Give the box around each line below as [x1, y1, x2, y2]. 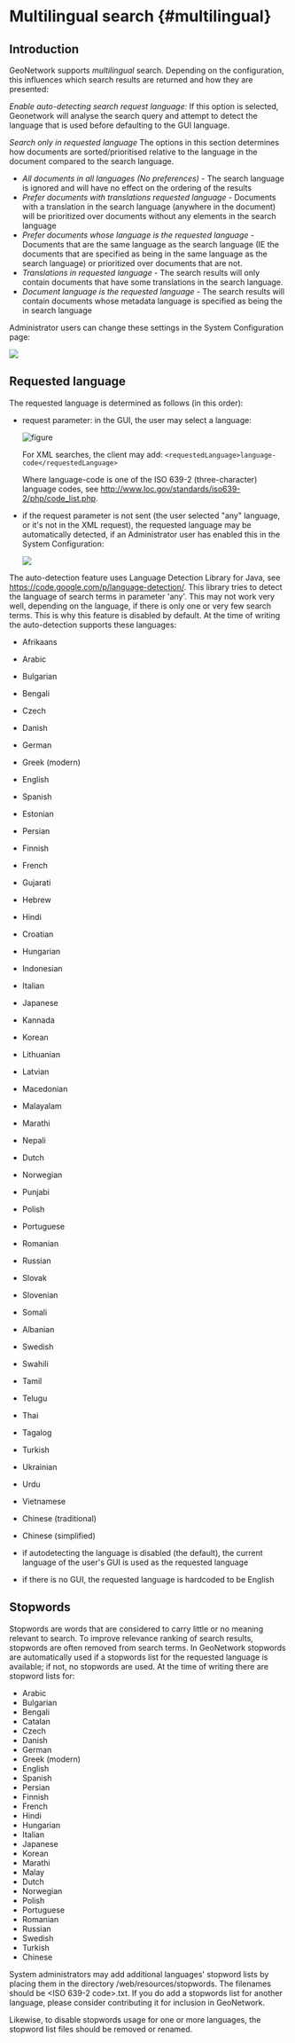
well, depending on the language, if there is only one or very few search [9, 601, 272, 611]
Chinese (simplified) [21, 1530, 96, 1541]
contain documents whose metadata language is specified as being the [21, 295, 283, 306]
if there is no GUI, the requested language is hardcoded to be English [21, 1574, 275, 1584]
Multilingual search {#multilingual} [9, 6, 272, 27]
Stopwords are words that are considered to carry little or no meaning [9, 1623, 264, 1634]
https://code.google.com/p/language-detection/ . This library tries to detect [9, 581, 283, 592]
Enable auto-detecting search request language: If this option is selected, [9, 101, 279, 112]
